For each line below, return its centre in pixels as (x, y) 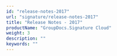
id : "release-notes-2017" (38, 11)
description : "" (26, 38)
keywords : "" (22, 44)
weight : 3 (18, 33)
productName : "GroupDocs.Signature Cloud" (59, 28)
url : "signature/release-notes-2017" (52, 17)
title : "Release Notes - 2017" (44, 22)
